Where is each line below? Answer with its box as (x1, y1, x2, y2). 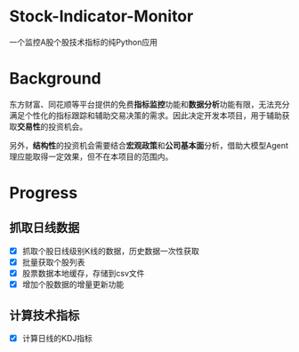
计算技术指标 (9, 308, 80, 323)
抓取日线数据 (9, 220, 80, 236)
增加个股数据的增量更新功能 (21, 279, 125, 290)
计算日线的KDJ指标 (21, 332, 93, 343)
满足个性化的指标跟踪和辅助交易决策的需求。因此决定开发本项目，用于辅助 (9, 109, 282, 121)
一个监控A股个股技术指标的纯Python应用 (9, 36, 158, 47)
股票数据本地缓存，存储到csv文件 (21, 268, 145, 278)
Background (9, 68, 101, 89)
